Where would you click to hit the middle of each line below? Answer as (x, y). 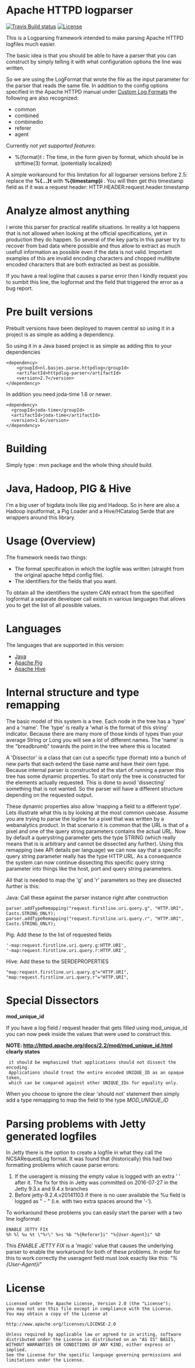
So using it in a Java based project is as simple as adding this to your (89, 346)
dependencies (23, 352)
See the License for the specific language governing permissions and (94, 1355)
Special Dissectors (53, 1000)
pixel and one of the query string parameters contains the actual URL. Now (96, 831)
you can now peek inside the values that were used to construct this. (89, 1034)
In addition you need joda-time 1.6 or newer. (59, 394)
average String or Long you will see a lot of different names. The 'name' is (95, 740)
